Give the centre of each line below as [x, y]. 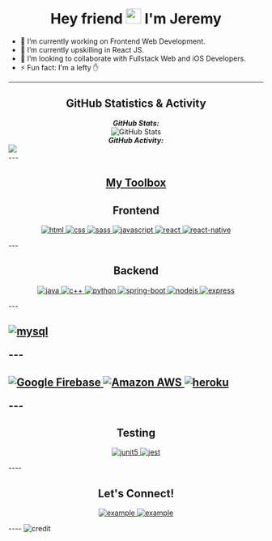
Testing [136, 433]
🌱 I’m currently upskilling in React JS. [82, 49]
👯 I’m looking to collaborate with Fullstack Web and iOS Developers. [133, 58]
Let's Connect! [136, 493]
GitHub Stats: [136, 123]
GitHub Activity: [136, 140]
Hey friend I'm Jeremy [136, 19]
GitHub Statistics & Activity [136, 104]
